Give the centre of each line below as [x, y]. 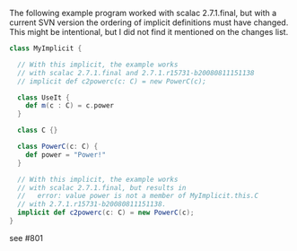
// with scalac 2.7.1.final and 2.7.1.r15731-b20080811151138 [136, 73]
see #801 [26, 238]
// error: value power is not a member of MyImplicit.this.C [138, 196]
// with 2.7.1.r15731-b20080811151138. [92, 204]
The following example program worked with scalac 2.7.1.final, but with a [143, 13]
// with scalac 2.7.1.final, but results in [102, 187]
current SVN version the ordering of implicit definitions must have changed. [149, 22]
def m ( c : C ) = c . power [70, 106]
